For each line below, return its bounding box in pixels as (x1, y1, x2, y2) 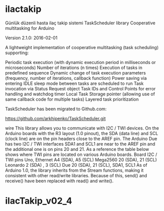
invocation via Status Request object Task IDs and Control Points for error (5, 85, 156, 91)
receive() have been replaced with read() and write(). (5, 178, 114, 184)
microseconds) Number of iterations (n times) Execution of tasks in (5, 65, 143, 70)
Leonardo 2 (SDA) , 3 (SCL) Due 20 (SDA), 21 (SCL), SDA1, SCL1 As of (5, 162, 148, 168)
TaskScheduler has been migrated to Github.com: (5, 106, 107, 112)
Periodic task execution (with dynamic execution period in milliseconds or (5, 59, 156, 65)
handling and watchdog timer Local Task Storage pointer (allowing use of (5, 91, 155, 97)
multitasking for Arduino (5, 25, 55, 31)
